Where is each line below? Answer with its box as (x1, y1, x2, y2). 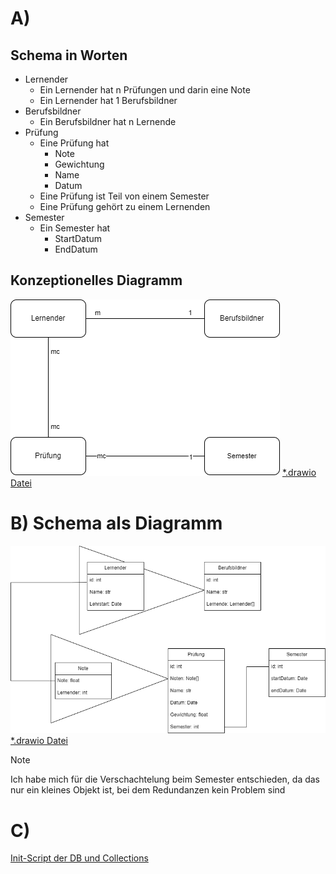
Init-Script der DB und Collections (10, 852, 149, 864)
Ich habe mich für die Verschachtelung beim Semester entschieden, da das (10, 773, 321, 786)
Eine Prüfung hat (39, 137, 110, 149)
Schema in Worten (10, 47, 128, 64)
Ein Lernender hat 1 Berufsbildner (39, 95, 178, 106)
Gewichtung (54, 158, 105, 170)
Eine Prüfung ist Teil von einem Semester (39, 190, 210, 202)
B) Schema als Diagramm (10, 512, 223, 534)
